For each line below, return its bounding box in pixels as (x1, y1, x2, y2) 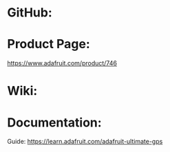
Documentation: (7, 115, 102, 130)
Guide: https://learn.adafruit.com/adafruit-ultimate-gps (7, 138, 163, 146)
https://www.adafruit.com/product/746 (7, 59, 117, 67)
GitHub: (7, 5, 53, 21)
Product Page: (7, 36, 91, 52)
